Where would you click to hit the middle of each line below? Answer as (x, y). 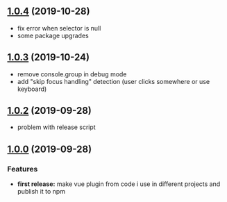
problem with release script (56, 127)
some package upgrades (53, 35)
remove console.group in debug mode (72, 74)
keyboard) (32, 89)
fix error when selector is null (59, 28)
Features (23, 169)
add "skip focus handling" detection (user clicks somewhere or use (113, 81)
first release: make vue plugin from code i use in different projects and (119, 184)
